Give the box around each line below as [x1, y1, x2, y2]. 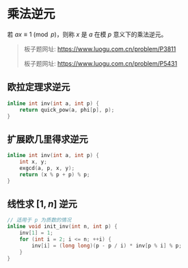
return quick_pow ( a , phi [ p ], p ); [19, 106, 115, 113]
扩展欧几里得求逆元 [7, 133, 88, 145]
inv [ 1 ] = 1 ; [19, 230, 53, 236]
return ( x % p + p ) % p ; [19, 171, 90, 178]
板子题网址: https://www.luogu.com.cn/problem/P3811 [23, 45, 176, 53]
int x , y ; [19, 158, 48, 165]
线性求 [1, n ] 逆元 [7, 198, 77, 210]
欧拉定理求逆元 [7, 82, 70, 93]
